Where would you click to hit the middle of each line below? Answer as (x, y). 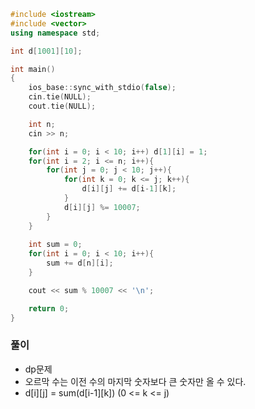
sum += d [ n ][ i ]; (80, 263)
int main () (33, 69)
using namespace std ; (55, 33)
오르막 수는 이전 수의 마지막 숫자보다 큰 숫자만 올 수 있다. (135, 381)
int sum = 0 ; (55, 245)
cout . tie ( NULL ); (62, 106)
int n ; (42, 124)
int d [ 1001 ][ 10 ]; (46, 51)
